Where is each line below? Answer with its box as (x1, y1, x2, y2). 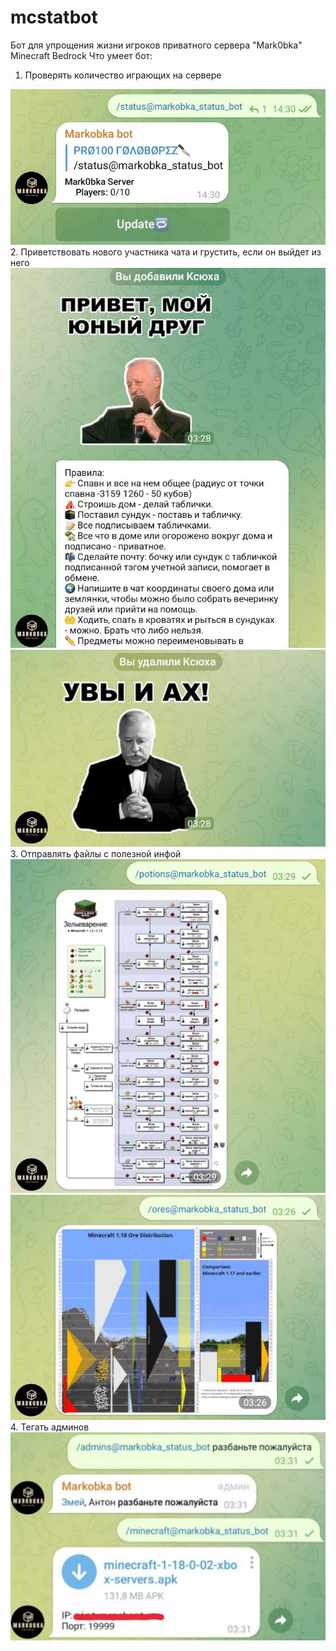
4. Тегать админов (10, 1421, 90, 1433)
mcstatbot (10, 6, 98, 29)
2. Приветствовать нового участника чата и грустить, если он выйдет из (10, 246, 322, 258)
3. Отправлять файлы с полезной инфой (10, 847, 182, 860)
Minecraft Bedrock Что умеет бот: (10, 49, 153, 61)
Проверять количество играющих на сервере (24, 69, 222, 81)
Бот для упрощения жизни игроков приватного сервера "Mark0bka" (10, 39, 303, 51)
